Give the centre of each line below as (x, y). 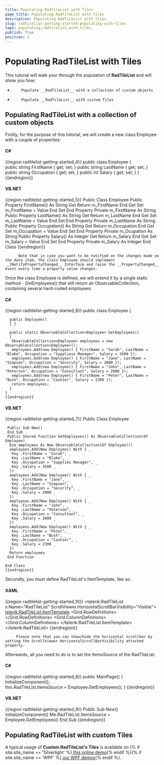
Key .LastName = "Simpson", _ (42, 484)
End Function (21, 557)
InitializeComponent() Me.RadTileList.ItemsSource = (58, 715)
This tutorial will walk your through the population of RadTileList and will (78, 75)
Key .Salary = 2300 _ (34, 544)
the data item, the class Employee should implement (60, 260)
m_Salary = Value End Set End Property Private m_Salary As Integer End (78, 242)
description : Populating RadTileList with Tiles (56, 19)
